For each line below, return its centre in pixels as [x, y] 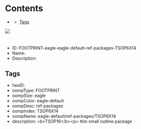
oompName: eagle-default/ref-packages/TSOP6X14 [64, 116]
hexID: [18, 85]
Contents [24, 8]
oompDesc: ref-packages [38, 106]
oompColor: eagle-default [38, 100]
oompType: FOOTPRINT [36, 90]
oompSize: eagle [29, 96]
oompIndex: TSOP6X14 [35, 111]
